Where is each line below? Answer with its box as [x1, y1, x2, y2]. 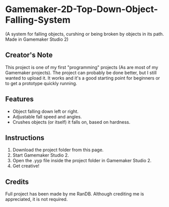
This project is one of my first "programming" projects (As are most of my [5, 64, 158, 70]
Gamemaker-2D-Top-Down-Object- [5, 4, 158, 15]
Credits [5, 177, 29, 186]
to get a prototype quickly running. [5, 80, 77, 86]
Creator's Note [5, 51, 53, 59]
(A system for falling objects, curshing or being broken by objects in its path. [5, 31, 164, 37]
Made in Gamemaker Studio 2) [5, 36, 69, 42]
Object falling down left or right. [12, 108, 79, 114]
